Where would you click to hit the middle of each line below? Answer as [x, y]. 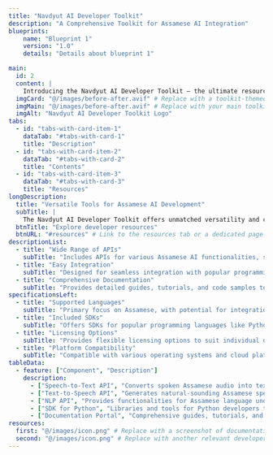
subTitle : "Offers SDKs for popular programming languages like [134, 325]
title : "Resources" [56, 189]
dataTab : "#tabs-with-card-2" [74, 159]
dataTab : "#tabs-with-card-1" [74, 136]
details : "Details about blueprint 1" [89, 54]
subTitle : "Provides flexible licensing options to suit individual [141, 340]
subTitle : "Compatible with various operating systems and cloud [136, 355]
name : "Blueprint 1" [58, 39]
